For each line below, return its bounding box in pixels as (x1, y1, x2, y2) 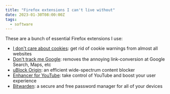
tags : (5, 17, 17, 22)
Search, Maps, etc (12, 61, 52, 68)
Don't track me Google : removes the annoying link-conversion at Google (12, 56, 165, 62)
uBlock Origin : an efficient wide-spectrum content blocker (12, 67, 135, 73)
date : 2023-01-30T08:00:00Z (5, 12, 65, 17)
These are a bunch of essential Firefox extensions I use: (5, 36, 123, 42)
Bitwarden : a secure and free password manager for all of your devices (12, 83, 163, 89)
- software (10, 21, 33, 27)
